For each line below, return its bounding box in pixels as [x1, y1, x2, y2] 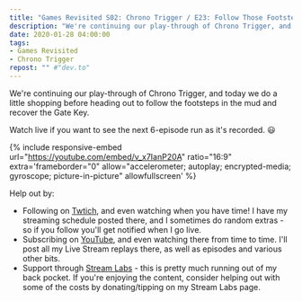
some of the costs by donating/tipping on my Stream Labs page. [22, 281, 261, 292]
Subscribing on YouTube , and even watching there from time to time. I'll [22, 234, 288, 244]
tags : [9, 38, 30, 48]
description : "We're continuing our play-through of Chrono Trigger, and [9, 22, 292, 31]
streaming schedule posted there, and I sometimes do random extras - [22, 215, 285, 226]
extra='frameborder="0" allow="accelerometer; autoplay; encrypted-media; [9, 161, 292, 172]
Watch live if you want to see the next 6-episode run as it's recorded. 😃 [9, 124, 276, 135]
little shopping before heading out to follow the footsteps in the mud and [9, 97, 277, 108]
